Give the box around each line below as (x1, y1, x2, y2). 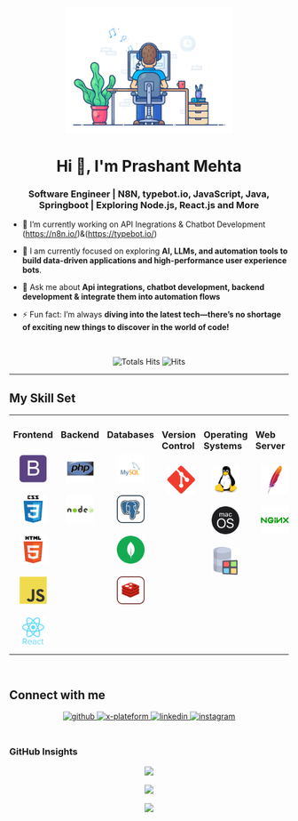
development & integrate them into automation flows (21, 292, 221, 302)
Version (161, 428, 197, 440)
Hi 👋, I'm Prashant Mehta (56, 156, 242, 176)
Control (161, 439, 195, 452)
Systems (203, 439, 242, 452)
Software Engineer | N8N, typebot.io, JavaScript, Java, (27, 188, 271, 200)
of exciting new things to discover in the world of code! (21, 322, 230, 333)
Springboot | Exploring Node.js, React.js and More (38, 198, 260, 211)
